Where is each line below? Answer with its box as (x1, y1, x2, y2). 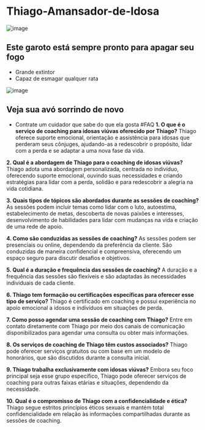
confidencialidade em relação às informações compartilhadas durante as (6, 410, 191, 418)
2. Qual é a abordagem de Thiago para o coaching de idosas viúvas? (6, 158, 184, 166)
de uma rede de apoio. (6, 223, 64, 230)
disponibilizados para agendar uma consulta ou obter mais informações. (6, 329, 189, 336)
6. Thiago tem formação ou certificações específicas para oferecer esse (6, 291, 195, 298)
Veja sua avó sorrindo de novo (6, 104, 124, 115)
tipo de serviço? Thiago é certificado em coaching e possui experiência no (6, 298, 196, 305)
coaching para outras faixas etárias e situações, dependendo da (6, 378, 169, 386)
